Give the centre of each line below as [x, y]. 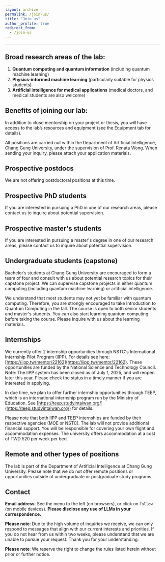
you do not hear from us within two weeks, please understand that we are [80, 534]
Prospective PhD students [46, 196]
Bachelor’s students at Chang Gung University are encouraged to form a [78, 273]
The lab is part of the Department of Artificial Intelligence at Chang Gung [79, 466]
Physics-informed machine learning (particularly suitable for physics [83, 79]
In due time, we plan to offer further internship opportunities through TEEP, [81, 393]
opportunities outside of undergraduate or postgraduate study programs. [79, 476]
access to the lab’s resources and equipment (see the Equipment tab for [78, 128]
